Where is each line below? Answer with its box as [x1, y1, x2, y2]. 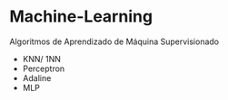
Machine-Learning [9, 6, 153, 27]
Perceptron [22, 63, 65, 74]
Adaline [22, 72, 52, 83]
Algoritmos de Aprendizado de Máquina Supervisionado [9, 36, 220, 47]
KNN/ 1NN [22, 53, 62, 64]
